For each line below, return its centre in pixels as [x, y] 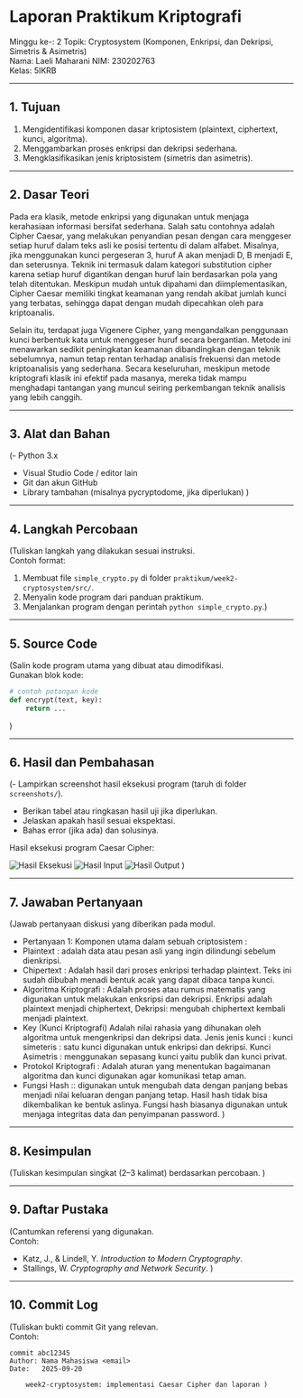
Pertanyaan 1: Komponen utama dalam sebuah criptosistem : [135, 942]
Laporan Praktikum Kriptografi [125, 17]
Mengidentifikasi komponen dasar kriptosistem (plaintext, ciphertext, [150, 129]
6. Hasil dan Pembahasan [82, 763]
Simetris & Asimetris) [48, 51]
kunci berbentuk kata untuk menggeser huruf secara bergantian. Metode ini [150, 340]
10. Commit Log [54, 1305]
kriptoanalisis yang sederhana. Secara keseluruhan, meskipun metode [140, 368]
